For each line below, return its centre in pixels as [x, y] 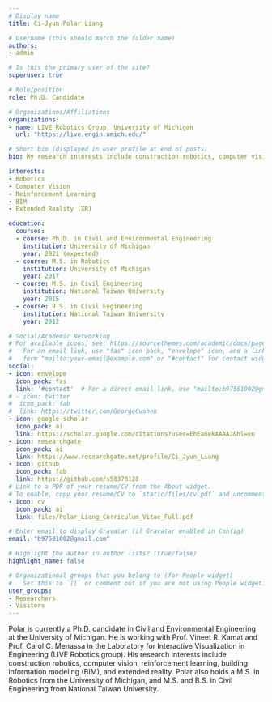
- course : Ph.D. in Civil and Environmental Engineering [114, 239]
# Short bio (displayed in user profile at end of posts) [108, 149]
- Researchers [32, 598]
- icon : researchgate [45, 441]
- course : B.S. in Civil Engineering [79, 306]
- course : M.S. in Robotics [63, 261]
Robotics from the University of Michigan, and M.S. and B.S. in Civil [121, 680]
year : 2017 [41, 276]
